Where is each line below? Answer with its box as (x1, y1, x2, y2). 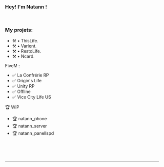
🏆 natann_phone (12, 115, 47, 121)
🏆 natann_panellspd (12, 130, 54, 136)
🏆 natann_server (12, 123, 47, 129)
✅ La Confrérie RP (12, 72, 49, 78)
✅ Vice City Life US (12, 94, 51, 100)
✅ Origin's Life (12, 77, 42, 83)
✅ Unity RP (12, 83, 35, 89)
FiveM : (5, 62, 20, 69)
